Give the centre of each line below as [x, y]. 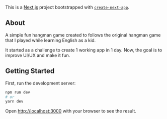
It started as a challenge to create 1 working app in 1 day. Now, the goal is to [84, 50]
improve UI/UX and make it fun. [38, 55]
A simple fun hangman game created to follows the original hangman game [83, 35]
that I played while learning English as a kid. [51, 40]
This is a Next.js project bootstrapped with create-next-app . [67, 7]
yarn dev [14, 101]
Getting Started [30, 71]
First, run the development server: [40, 83]
